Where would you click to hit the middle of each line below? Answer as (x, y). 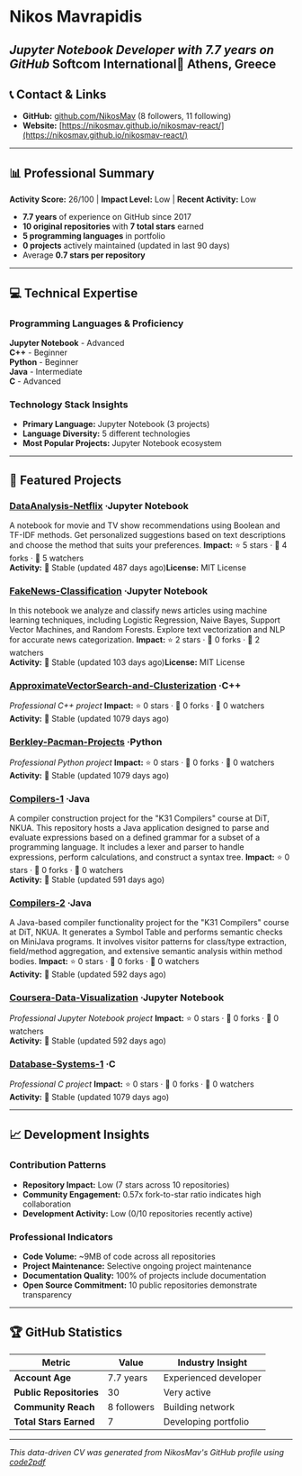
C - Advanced (35, 381)
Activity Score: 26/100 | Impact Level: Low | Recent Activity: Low (133, 199)
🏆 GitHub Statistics (66, 1332)
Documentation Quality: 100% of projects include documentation (144, 1275)
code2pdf (27, 1462)
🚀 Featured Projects (66, 480)
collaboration (47, 1204)
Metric (56, 1362)
